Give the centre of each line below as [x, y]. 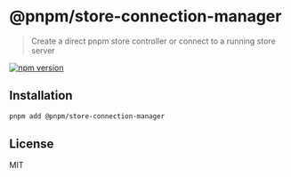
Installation [41, 96]
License [32, 144]
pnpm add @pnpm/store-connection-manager [87, 116]
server [43, 50]
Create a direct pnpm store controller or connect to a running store [153, 41]
